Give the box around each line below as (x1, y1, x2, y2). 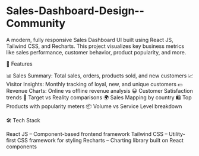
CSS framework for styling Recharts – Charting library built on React (17, 136, 184, 144)
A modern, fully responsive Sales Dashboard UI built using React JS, (6, 36, 173, 43)
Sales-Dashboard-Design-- (6, 4, 144, 18)
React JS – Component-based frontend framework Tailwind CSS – (6, 130, 168, 137)
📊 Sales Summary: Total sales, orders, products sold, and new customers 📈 (6, 72, 194, 79)
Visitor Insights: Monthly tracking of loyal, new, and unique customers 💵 (6, 80, 183, 87)
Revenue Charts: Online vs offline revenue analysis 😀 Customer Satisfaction (6, 87, 193, 94)
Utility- (169, 130, 185, 137)
